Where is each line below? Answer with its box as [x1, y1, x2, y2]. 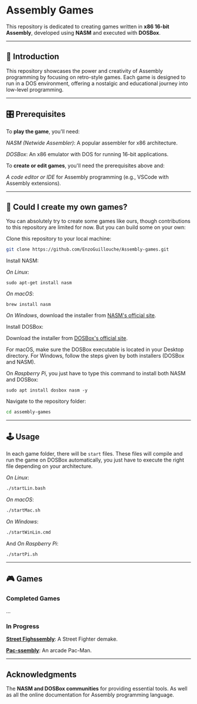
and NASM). [6, 359, 36, 366]
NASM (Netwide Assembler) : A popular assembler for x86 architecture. [6, 139, 178, 146]
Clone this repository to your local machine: [6, 235, 111, 242]
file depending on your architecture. [6, 462, 93, 470]
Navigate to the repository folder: [6, 398, 86, 405]
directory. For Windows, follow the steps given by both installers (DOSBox [6, 352, 185, 359]
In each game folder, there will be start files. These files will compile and [6, 450, 183, 457]
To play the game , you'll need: [6, 127, 80, 135]
